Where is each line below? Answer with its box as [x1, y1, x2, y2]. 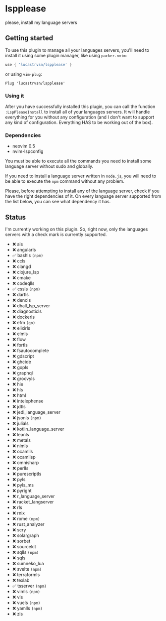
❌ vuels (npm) [12, 600, 41, 606]
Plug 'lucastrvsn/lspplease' [5, 81, 65, 86]
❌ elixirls [12, 325, 31, 331]
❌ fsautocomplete [12, 348, 50, 354]
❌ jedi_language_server [12, 409, 61, 415]
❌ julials [12, 420, 29, 426]
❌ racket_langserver [12, 499, 54, 505]
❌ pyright [12, 488, 32, 494]
